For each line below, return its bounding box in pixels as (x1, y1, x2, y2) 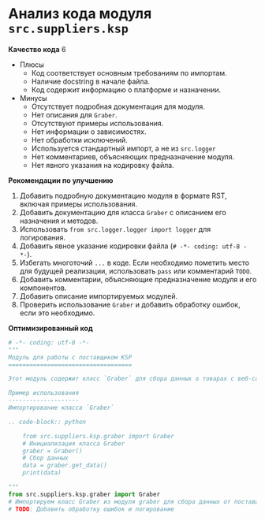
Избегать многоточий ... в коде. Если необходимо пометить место (19, 258, 250, 267)
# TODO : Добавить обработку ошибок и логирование (8, 505, 175, 513)
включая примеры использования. (19, 199, 138, 209)
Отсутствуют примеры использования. (31, 118, 164, 128)
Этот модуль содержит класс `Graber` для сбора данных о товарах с (8, 375, 235, 383)
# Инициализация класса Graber (22, 439, 125, 448)
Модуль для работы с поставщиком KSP (8, 353, 132, 361)
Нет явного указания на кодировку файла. (31, 160, 175, 169)
